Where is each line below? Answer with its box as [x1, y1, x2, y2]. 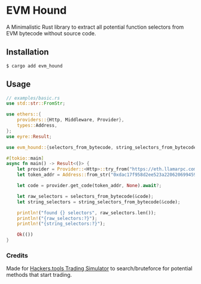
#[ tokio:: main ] [6, 155, 44, 161]
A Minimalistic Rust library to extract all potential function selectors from [6, 23, 184, 30]
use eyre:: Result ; [6, 133, 52, 139]
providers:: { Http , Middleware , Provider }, [17, 117, 124, 123]
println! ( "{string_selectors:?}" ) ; [17, 221, 106, 227]
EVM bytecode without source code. [6, 29, 96, 36]
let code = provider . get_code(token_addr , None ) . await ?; [17, 183, 162, 189]
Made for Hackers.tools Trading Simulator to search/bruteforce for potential [6, 265, 193, 272]
